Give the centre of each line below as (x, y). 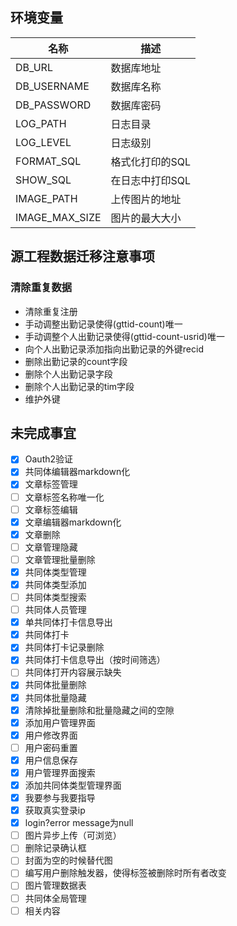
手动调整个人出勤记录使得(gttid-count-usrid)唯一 (124, 336)
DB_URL (34, 67)
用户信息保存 (51, 760)
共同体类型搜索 (55, 597)
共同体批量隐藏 (55, 697)
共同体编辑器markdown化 (77, 472)
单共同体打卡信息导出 (68, 622)
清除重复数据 (41, 288)
